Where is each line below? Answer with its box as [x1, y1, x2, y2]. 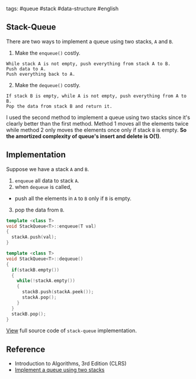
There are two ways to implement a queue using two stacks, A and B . [6, 38, 173, 45]
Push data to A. [6, 66, 46, 72]
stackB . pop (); [11, 311, 46, 317]
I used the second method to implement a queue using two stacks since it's [6, 114, 191, 121]
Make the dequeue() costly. [14, 81, 81, 88]
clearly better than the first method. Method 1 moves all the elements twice [6, 120, 189, 127]
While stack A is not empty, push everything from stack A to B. [6, 60, 171, 67]
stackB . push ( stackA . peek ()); [21, 289, 94, 295]
